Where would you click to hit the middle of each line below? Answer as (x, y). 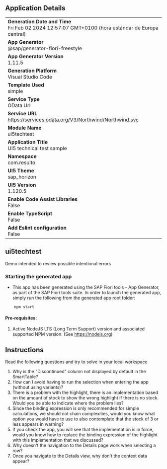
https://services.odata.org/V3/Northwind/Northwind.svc (73, 120)
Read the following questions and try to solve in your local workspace (76, 362)
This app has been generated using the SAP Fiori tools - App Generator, (86, 287)
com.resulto (22, 162)
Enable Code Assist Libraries (43, 199)
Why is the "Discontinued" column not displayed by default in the (79, 371)
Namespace (22, 156)
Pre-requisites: (21, 318)
